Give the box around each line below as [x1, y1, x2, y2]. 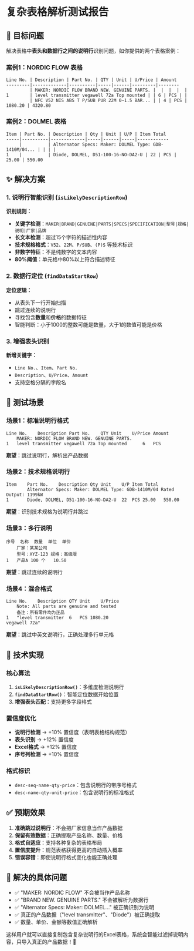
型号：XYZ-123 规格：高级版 [16, 552, 77, 557]
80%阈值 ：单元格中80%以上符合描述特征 [14, 256, 115, 263]
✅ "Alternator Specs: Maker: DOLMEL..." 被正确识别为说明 [14, 904, 154, 911]
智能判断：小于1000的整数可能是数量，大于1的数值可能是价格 [14, 321, 162, 328]
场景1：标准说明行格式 [6, 416, 69, 425]
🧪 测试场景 [6, 398, 44, 408]
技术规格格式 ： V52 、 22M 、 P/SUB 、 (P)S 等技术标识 [14, 241, 133, 248]
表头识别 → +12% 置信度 [14, 736, 74, 743]
